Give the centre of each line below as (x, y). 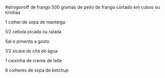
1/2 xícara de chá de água (31, 51)
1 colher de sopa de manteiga (35, 22)
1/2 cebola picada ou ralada (33, 32)
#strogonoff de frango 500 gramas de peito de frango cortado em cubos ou (82, 7)
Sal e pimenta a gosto (27, 41)
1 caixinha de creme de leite (33, 61)
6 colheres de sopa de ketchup (37, 70)
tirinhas (13, 12)
